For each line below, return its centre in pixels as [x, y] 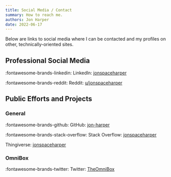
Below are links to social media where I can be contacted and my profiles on [86, 39]
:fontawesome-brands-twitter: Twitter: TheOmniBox [60, 169]
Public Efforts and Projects [49, 99]
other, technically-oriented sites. [39, 45]
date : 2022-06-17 [24, 24]
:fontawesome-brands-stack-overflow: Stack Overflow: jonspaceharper [81, 134]
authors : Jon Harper [27, 19]
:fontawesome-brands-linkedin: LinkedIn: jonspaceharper [66, 73]
